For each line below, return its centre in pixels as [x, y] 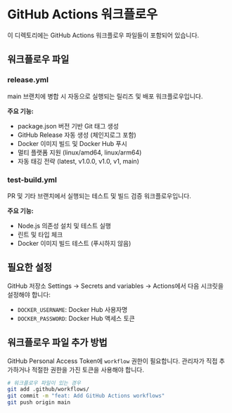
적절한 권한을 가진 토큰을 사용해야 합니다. [88, 369]
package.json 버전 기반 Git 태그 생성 [68, 126]
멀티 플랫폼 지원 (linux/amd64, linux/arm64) [79, 152]
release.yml [28, 80]
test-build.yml [32, 180]
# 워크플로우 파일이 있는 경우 [44, 383]
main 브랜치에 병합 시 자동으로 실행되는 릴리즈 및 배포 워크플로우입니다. [105, 96]
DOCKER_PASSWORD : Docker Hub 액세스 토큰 [76, 318]
